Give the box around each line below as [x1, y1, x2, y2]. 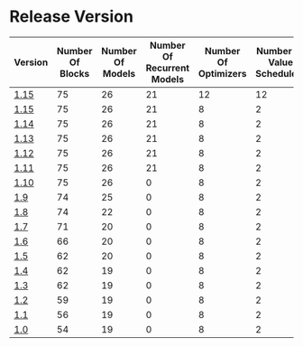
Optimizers [197, 67, 247, 80]
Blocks [60, 67, 90, 80]
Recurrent [145, 61, 190, 74]
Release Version [9, 6, 133, 27]
